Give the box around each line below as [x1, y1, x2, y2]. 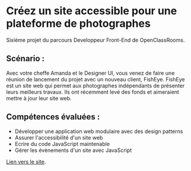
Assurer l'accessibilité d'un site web [14, 134, 103, 141]
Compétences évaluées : [6, 112, 100, 122]
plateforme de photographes [6, 17, 151, 30]
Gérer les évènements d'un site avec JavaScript [14, 147, 132, 154]
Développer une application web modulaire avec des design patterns [14, 128, 183, 135]
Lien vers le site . [6, 158, 46, 165]
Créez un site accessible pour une [6, 4, 177, 18]
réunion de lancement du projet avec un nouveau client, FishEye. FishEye [6, 75, 185, 83]
